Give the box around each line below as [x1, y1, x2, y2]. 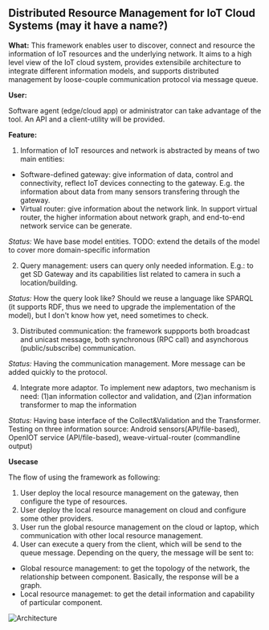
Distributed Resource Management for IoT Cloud [8, 6, 255, 20]
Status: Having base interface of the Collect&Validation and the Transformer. [8, 415, 261, 425]
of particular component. [19, 597, 103, 607]
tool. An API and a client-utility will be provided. [8, 114, 165, 124]
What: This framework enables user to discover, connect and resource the [8, 40, 255, 50]
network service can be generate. [19, 220, 132, 230]
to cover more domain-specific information [8, 245, 150, 254]
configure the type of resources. [19, 496, 128, 506]
